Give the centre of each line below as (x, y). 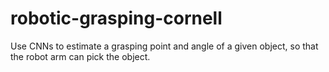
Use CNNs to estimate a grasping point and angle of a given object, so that (164, 46)
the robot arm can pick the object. (80, 56)
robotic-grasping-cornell (116, 18)
